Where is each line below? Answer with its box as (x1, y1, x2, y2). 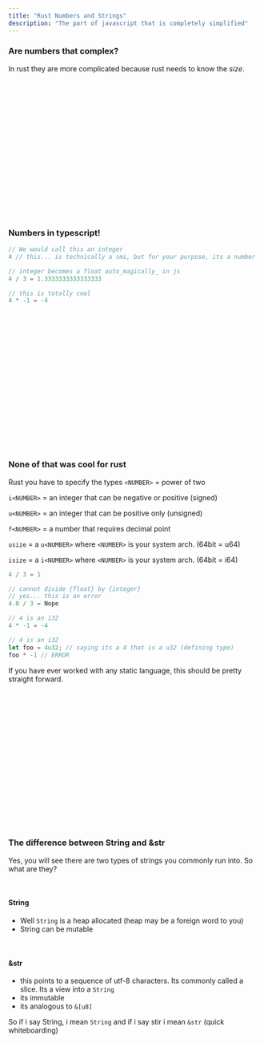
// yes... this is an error (8, 592, 102, 600)
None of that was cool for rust (8, 459, 126, 470)
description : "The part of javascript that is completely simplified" (8, 19, 249, 27)
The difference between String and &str (8, 837, 166, 848)
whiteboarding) (8, 1025, 58, 1035)
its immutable (19, 993, 65, 1003)
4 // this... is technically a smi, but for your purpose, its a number (8, 253, 256, 261)
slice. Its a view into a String (19, 984, 114, 994)
